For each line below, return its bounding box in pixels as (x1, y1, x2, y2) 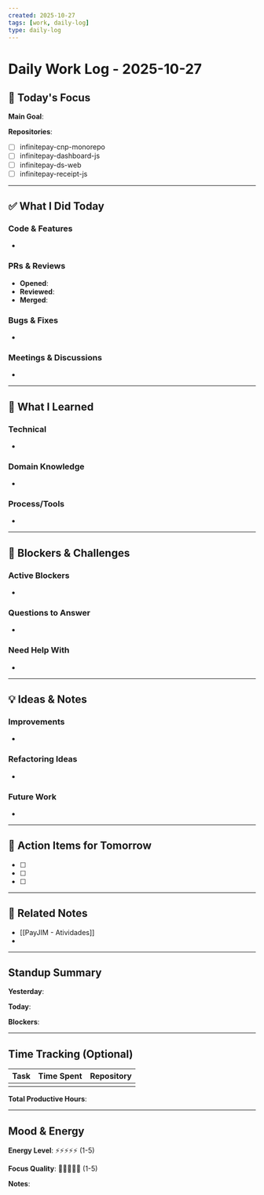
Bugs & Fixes (8, 315, 59, 326)
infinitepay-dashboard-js (19, 151, 101, 161)
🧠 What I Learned (8, 400, 94, 413)
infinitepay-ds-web (19, 160, 82, 170)
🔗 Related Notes (8, 907, 88, 920)
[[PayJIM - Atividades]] (19, 927, 95, 937)
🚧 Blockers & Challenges (8, 546, 130, 560)
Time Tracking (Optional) (8, 1047, 134, 1061)
